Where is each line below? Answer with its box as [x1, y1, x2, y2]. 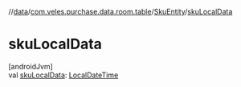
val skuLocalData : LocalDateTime [8, 70, 119, 80]
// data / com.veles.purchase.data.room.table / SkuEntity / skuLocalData [8, 7, 233, 16]
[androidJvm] [8, 61, 54, 71]
